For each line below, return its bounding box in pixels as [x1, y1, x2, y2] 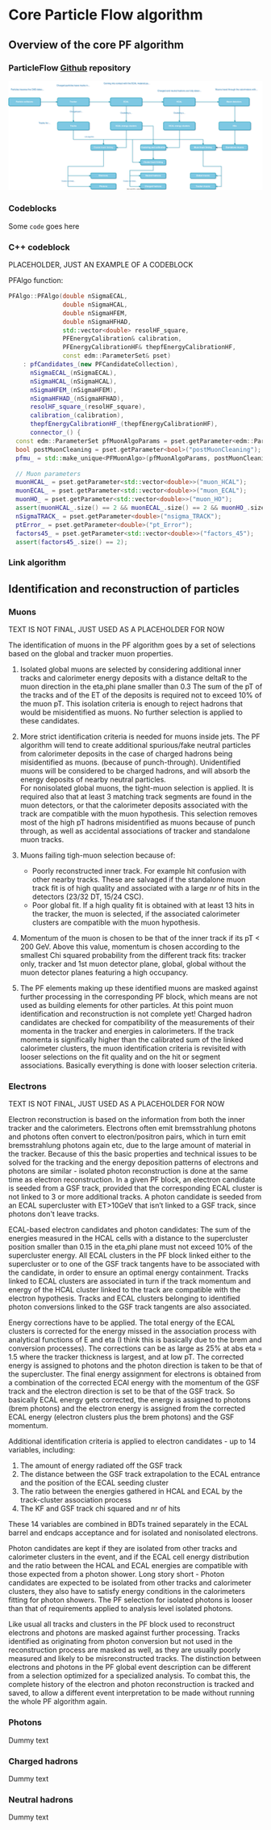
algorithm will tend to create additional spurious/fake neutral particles [19, 740, 252, 750]
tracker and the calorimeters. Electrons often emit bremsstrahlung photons [8, 1124, 256, 1133]
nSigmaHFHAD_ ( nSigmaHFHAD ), [29, 394, 125, 403]
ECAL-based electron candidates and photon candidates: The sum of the [8, 1225, 252, 1234]
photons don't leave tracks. [8, 1209, 99, 1219]
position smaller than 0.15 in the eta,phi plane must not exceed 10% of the [8, 1242, 253, 1252]
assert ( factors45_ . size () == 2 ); [15, 538, 128, 546]
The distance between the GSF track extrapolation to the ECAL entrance [19, 1469, 261, 1479]
